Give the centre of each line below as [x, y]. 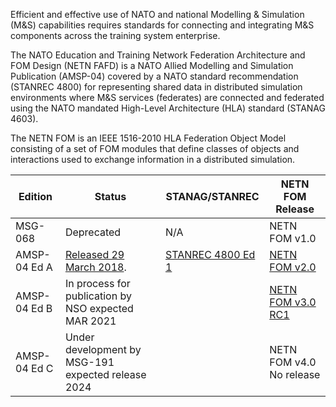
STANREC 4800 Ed [210, 254]
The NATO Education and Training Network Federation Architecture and [158, 55]
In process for [97, 283]
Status [110, 196]
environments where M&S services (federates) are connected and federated [167, 97]
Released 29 [94, 254]
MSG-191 [89, 362]
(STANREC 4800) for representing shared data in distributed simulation [156, 87]
